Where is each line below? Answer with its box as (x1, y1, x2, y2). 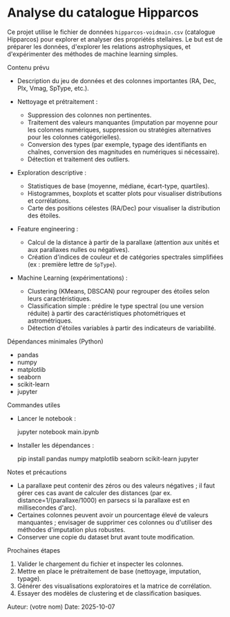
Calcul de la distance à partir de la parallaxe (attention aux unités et (27, 238, 220, 247)
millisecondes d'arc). (17, 503, 77, 512)
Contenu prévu (7, 63, 50, 71)
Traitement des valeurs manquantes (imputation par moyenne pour (27, 118, 218, 126)
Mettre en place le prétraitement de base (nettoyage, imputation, (17, 566, 202, 575)
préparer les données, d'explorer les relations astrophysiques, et (7, 42, 191, 51)
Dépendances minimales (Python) (7, 337, 104, 346)
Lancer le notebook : (17, 414, 76, 422)
